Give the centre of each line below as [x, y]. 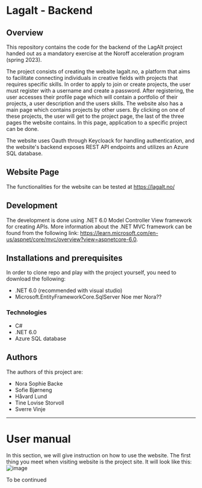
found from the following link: [43, 233]
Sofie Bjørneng [33, 390]
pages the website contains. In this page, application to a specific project [97, 123]
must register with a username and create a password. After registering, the [100, 90]
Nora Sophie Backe [39, 383]
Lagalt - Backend [50, 11]
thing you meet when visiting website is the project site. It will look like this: [99, 462]
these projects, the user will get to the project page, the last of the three [95, 116]
